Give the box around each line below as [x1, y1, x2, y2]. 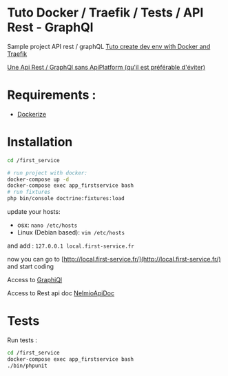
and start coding [7, 262, 54, 270]
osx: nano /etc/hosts [17, 221, 78, 229]
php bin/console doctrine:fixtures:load [7, 195, 125, 202]
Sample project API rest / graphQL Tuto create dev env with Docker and [7, 42, 211, 50]
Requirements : [7, 88, 96, 103]
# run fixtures [7, 188, 51, 196]
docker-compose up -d [7, 176, 70, 183]
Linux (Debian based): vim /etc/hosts [17, 228, 125, 237]
